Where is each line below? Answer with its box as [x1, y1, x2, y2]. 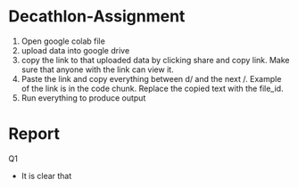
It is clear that [21, 170, 72, 181]
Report [8, 124, 60, 144]
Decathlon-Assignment [8, 6, 186, 27]
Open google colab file [21, 36, 106, 46]
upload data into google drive [21, 45, 130, 55]
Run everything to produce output [21, 92, 146, 103]
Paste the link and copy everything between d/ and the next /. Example [21, 73, 282, 84]
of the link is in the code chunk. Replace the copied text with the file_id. [21, 83, 284, 94]
